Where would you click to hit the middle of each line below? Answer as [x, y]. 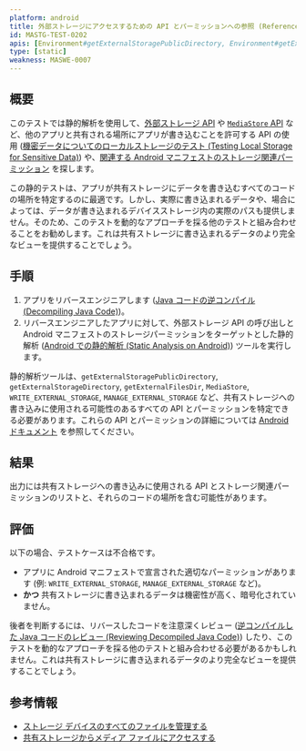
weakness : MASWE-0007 [51, 60]
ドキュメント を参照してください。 [74, 431]
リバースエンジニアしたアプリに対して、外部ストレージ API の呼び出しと [158, 322]
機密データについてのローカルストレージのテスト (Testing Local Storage [158, 146]
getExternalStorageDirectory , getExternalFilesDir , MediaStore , [129, 386]
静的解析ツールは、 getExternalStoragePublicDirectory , [114, 376]
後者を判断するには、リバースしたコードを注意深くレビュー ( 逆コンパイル [148, 625]
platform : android [44, 18]
